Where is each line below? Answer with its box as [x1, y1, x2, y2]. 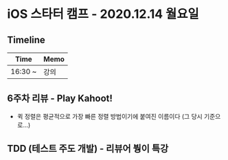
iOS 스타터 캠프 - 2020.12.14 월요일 [7, 6, 199, 22]
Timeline [7, 34, 46, 45]
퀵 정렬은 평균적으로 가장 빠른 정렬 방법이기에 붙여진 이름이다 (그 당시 [16, 112, 203, 120]
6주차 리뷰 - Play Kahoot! [7, 93, 113, 104]
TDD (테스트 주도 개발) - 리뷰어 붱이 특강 [7, 143, 169, 155]
